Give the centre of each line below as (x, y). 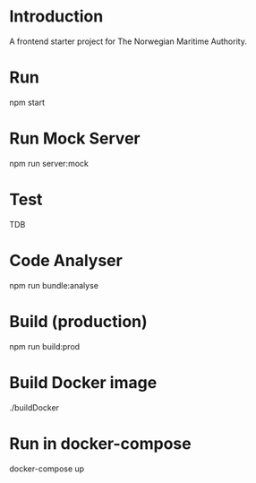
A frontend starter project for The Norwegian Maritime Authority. (128, 41)
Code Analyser (66, 260)
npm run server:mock (49, 163)
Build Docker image (83, 382)
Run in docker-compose (100, 443)
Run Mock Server (75, 138)
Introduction (56, 17)
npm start (27, 102)
